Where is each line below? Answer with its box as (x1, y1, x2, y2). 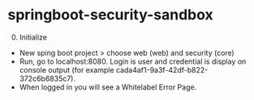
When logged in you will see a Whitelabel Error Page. (19, 82, 197, 92)
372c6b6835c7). (19, 73, 76, 83)
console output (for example (19, 65, 114, 74)
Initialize (19, 32, 48, 42)
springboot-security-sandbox (7, 6, 214, 24)
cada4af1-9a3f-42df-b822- (115, 65, 209, 74)
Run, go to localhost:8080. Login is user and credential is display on (19, 56, 247, 66)
